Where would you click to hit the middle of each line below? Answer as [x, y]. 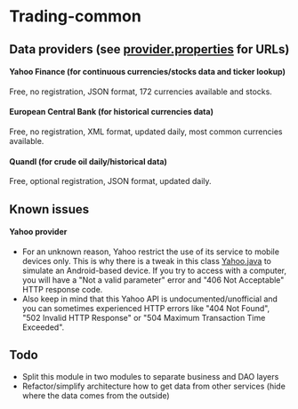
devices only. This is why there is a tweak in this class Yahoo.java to [146, 261]
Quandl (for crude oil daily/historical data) [88, 161]
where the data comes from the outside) [96, 395]
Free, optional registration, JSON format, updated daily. [110, 181]
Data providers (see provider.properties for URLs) [149, 49]
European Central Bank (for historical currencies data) [111, 112]
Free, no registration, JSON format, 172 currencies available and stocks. [141, 92]
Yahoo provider [38, 232]
